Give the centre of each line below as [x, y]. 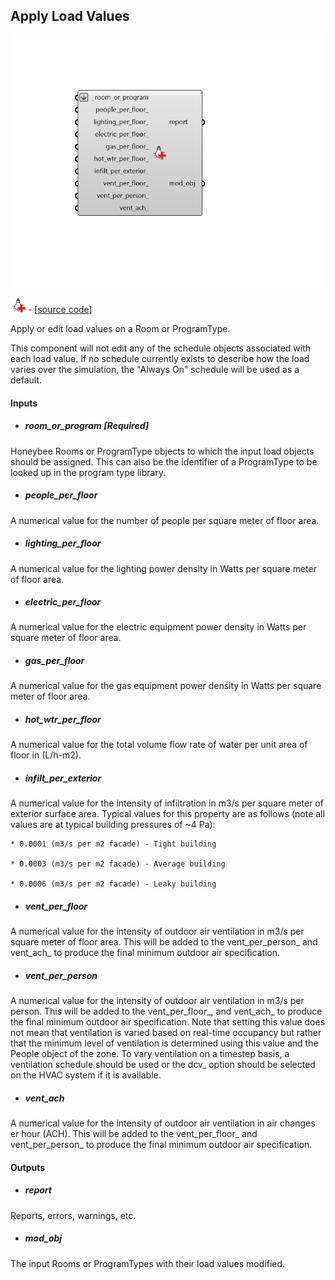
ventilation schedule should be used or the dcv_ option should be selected [163, 1065]
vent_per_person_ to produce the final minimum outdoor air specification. [161, 1145]
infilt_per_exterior [63, 778]
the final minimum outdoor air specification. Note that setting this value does [168, 1022]
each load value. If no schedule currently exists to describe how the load [160, 358]
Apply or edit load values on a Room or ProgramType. [120, 328]
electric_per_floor [63, 602]
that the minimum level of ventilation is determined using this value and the [164, 1043]
